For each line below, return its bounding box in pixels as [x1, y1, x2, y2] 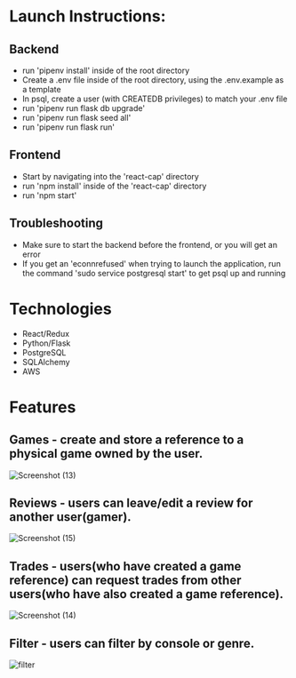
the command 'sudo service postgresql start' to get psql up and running [21, 267, 286, 278]
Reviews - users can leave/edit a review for [9, 495, 253, 510]
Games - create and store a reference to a [9, 433, 244, 448]
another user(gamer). [9, 509, 132, 524]
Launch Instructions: [9, 6, 166, 27]
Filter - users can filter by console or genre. [9, 635, 255, 650]
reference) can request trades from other [9, 572, 242, 587]
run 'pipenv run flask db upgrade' [21, 103, 145, 113]
